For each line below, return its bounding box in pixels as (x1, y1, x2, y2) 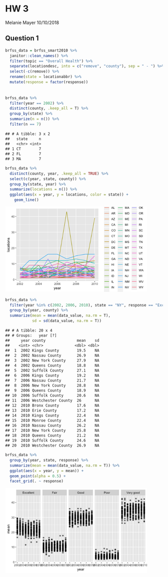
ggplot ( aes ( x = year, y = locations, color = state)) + (9, 192, 128, 197)
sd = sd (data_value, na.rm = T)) (31, 318, 101, 323)
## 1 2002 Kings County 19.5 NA (5, 348, 99, 353)
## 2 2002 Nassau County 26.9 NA (5, 353, 99, 358)
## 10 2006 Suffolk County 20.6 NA (5, 393, 99, 398)
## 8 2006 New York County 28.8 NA (5, 383, 99, 388)
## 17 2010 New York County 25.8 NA (5, 428, 99, 433)
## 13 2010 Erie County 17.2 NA (5, 408, 99, 413)
